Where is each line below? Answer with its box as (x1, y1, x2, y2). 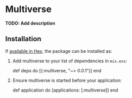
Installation (5, 35, 41, 43)
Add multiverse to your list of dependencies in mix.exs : (12, 58, 127, 64)
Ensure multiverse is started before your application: (12, 77, 122, 83)
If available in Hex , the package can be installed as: (5, 48, 112, 54)
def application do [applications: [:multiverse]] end (12, 87, 118, 93)
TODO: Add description (5, 20, 56, 26)
